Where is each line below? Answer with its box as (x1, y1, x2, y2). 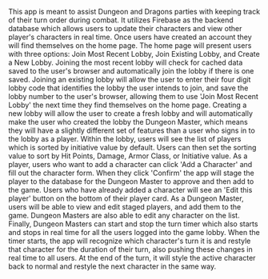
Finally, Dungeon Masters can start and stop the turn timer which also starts (8, 219, 258, 229)
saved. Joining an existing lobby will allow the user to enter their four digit (8, 75, 251, 84)
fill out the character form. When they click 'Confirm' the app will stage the (8, 168, 254, 177)
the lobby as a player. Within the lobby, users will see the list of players (8, 134, 242, 143)
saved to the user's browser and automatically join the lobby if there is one (8, 66, 254, 75)
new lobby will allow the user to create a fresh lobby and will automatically (8, 109, 254, 118)
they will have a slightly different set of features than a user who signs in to (8, 126, 256, 135)
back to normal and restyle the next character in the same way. (8, 261, 217, 271)
